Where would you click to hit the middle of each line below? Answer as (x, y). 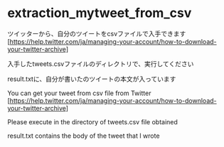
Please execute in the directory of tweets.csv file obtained (92, 121)
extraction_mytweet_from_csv (100, 13)
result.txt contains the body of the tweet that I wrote (84, 136)
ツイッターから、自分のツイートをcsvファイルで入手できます (97, 33)
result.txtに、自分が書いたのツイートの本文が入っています (92, 79)
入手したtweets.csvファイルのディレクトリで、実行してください (101, 64)
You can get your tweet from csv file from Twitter (79, 93)
